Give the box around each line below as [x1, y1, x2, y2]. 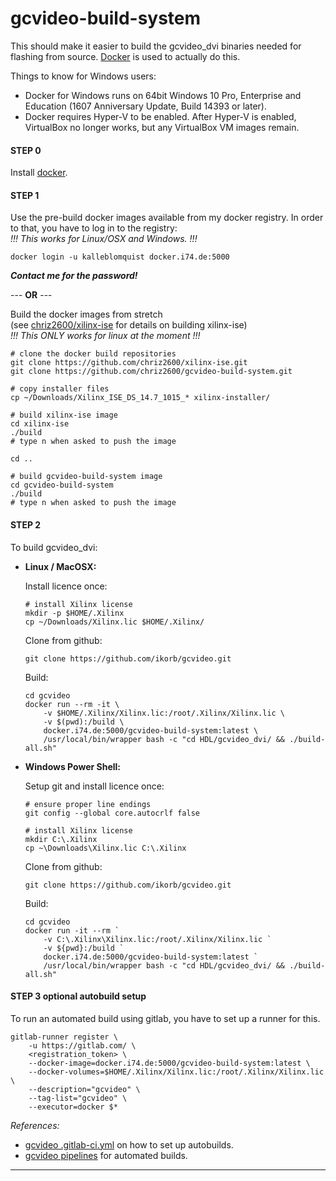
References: [10, 1119, 60, 1131]
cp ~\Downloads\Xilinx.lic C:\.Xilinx [24, 843, 187, 853]
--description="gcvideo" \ [28, 1084, 141, 1094]
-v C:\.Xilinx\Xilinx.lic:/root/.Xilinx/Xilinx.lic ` [43, 934, 272, 944]
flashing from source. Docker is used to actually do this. [10, 50, 241, 62]
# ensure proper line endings [24, 799, 152, 809]
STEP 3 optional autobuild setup [10, 990, 147, 1002]
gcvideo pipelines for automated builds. [24, 1149, 188, 1161]
